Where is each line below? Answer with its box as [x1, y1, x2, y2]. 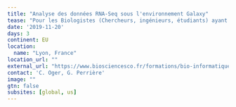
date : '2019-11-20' [7, 23, 65, 30]
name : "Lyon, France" [13, 50, 77, 57]
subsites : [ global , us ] [7, 89, 77, 96]
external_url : [7, 63, 49, 70]
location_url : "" [7, 56, 58, 63]
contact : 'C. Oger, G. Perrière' [7, 69, 105, 76]
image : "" [7, 75, 37, 83]
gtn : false [7, 82, 39, 89]
